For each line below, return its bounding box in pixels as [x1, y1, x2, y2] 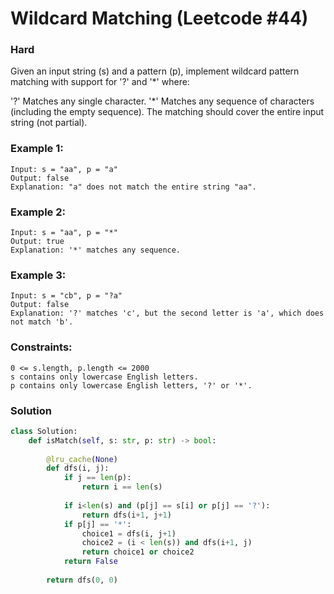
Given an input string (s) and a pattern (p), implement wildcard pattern [10, 65, 300, 77]
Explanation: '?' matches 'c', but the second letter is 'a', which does [10, 308, 325, 319]
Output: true [10, 237, 65, 247]
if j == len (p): [63, 473, 132, 483]
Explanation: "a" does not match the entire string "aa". [10, 182, 257, 192]
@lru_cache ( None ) [46, 454, 118, 464]
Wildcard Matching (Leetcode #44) [10, 7, 309, 30]
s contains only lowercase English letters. [10, 372, 199, 382]
